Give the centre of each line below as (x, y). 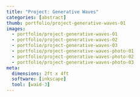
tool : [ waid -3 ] (31, 85)
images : (16, 29)
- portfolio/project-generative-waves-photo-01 (73, 51)
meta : (13, 68)
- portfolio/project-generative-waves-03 (65, 46)
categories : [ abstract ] (36, 17)
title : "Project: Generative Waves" (52, 12)
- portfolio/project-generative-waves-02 (65, 40)
